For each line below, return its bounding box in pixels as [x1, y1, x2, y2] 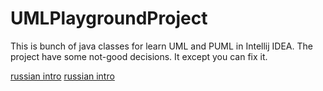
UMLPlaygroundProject [10, 7, 208, 30]
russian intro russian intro [10, 70, 115, 82]
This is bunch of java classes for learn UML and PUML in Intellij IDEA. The [10, 40, 313, 52]
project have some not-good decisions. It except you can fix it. [10, 50, 268, 62]
